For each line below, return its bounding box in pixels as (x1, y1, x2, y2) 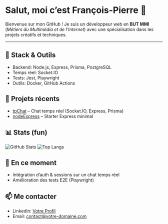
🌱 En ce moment (5, 158, 56, 167)
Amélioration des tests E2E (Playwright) (12, 177, 94, 183)
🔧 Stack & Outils (5, 51, 56, 59)
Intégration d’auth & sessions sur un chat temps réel (12, 172, 120, 178)
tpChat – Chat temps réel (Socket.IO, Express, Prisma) (12, 107, 124, 114)
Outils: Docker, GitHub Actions (12, 80, 75, 86)
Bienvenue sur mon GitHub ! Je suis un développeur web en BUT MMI (5, 21, 149, 27)
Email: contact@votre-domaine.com (12, 213, 87, 219)
